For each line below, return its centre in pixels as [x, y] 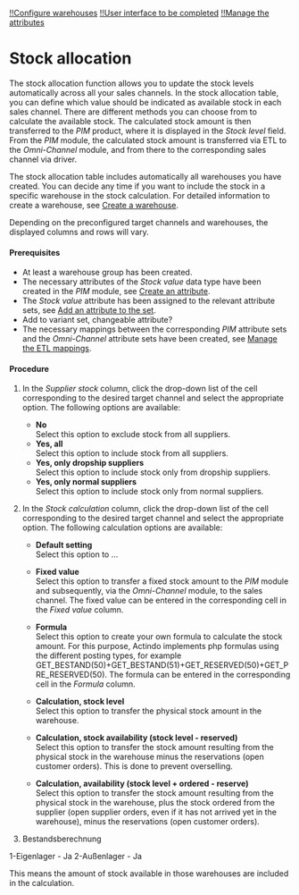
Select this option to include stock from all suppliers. [132, 453]
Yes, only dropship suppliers [90, 463]
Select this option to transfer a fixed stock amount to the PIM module [162, 581]
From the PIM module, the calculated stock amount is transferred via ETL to [148, 140]
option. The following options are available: [101, 408]
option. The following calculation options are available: [122, 528]
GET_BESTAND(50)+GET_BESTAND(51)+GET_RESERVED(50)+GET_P [162, 665]
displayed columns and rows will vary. [79, 232]
